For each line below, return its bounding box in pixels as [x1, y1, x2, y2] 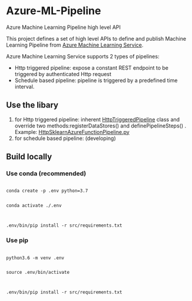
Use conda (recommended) [6, 169, 87, 178]
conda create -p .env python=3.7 [6, 188, 88, 194]
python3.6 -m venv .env [6, 255, 65, 261]
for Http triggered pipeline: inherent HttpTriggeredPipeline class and [14, 116, 180, 123]
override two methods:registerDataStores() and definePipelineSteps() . [14, 122, 187, 129]
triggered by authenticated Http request [14, 70, 112, 77]
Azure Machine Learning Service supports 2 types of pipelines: [6, 53, 160, 60]
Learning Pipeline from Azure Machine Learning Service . [6, 41, 144, 48]
